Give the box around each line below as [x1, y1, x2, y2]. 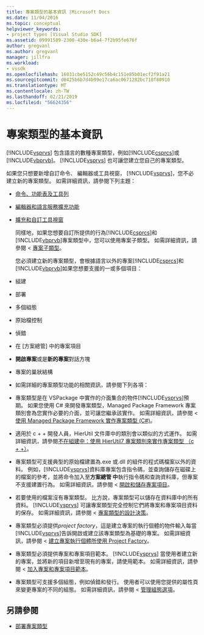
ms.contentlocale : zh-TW [6, 88, 69, 94]
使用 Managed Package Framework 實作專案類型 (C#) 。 [15, 416, 156, 424]
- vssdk [6, 65, 26, 72]
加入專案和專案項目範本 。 [27, 565, 91, 572]
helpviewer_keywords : [6, 26, 62, 32]
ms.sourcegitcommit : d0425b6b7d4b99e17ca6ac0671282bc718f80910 [6, 77, 171, 83]
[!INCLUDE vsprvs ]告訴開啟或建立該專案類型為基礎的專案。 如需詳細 [15, 529, 186, 536]
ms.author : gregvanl [6, 49, 59, 55]
